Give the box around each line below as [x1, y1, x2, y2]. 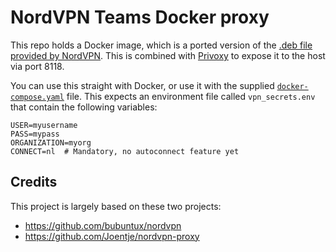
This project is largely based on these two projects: [10, 200, 222, 212]
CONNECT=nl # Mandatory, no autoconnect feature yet [10, 146, 240, 156]
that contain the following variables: [10, 101, 158, 113]
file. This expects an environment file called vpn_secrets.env [66, 90, 316, 102]
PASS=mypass [10, 129, 60, 139]
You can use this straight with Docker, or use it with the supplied [10, 79, 275, 91]
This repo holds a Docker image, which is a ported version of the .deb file [10, 39, 313, 51]
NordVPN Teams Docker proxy [10, 6, 270, 29]
